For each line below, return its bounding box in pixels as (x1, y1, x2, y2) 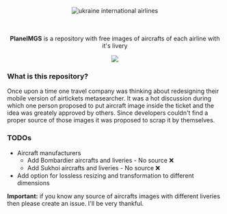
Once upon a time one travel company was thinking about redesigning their (7, 87, 219, 95)
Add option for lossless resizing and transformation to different (16, 171, 194, 180)
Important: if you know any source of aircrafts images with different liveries (7, 191, 221, 200)
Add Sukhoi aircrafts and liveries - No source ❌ (27, 163, 161, 172)
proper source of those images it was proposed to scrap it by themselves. (7, 116, 215, 124)
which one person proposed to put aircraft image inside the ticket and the (7, 102, 214, 110)
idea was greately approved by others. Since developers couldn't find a (7, 109, 209, 117)
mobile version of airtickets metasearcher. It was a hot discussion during (7, 94, 212, 103)
